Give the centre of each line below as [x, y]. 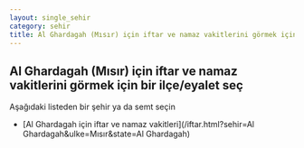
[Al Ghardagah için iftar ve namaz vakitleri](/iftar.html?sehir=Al [138, 125]
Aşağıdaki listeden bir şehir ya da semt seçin [93, 107]
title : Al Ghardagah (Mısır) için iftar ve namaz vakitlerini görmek [143, 34]
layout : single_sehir [50, 18]
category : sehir [40, 26]
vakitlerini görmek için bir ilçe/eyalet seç [127, 85]
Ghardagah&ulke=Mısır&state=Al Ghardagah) [106, 134]
